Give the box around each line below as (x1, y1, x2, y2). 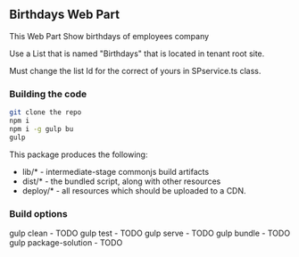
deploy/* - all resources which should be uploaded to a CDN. (21, 185, 247, 195)
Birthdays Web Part (9, 7, 120, 22)
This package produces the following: (9, 149, 148, 160)
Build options (9, 207, 69, 220)
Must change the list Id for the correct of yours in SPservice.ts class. (9, 65, 262, 76)
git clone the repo (9, 108, 82, 117)
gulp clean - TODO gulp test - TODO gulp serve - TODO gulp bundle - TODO (9, 228, 291, 238)
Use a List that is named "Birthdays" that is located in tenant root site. (9, 48, 265, 59)
